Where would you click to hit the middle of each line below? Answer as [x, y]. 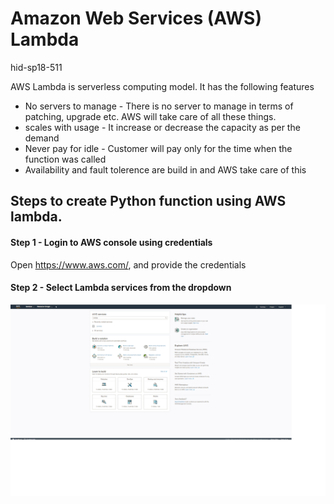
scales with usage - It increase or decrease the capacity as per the [162, 127]
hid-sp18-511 [36, 67]
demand [42, 138]
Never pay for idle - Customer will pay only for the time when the [158, 148]
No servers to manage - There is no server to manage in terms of [159, 106]
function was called [65, 159]
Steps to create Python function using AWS [148, 201]
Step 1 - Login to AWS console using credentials [111, 242]
